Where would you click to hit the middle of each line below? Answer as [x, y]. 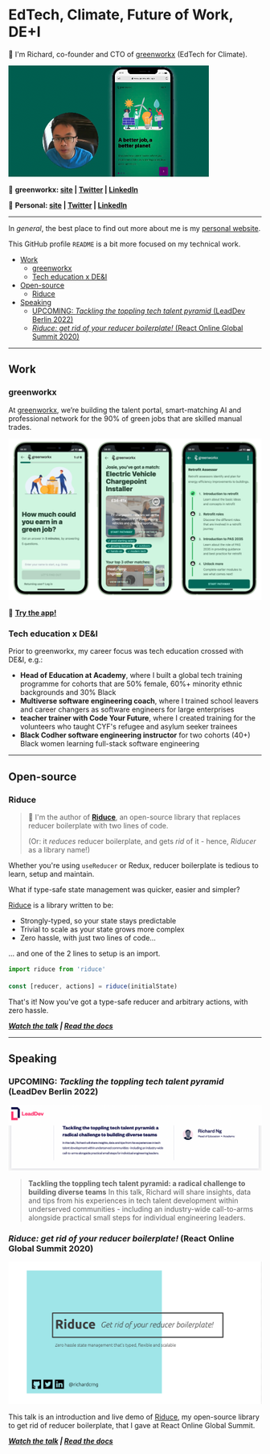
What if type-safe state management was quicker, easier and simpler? [124, 890]
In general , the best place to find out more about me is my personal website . [135, 228]
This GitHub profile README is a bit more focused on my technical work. [125, 244]
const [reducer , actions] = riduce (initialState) [93, 986]
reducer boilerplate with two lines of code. [98, 826]
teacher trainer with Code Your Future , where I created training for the [137, 718]
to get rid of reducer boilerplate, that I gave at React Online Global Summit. [132, 1426]
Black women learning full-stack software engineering [110, 744]
